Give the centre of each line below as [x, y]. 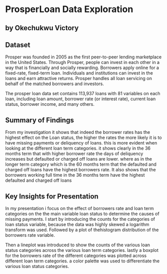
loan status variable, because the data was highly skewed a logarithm [77, 225]
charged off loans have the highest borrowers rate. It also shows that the [80, 170]
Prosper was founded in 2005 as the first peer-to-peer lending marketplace [83, 57]
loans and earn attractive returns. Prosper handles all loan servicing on [79, 79]
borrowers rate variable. [30, 235]
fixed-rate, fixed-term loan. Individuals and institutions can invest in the [79, 73]
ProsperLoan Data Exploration [69, 9]
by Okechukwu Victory [42, 28]
